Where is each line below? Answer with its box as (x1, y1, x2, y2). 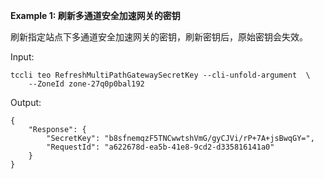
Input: (10, 51, 35, 63)
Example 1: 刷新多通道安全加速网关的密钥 (10, 10, 181, 21)
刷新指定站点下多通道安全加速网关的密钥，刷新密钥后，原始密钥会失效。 (10, 31, 308, 43)
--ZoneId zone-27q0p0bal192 (28, 79, 145, 89)
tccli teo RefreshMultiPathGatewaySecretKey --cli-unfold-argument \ (10, 70, 311, 80)
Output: (10, 97, 42, 108)
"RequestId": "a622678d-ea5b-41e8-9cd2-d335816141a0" (46, 142, 275, 152)
